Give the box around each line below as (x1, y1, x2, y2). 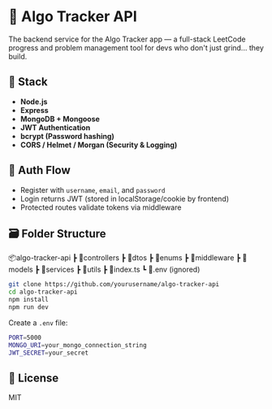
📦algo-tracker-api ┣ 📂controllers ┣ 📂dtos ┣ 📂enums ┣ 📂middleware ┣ (8, 253, 241, 263)
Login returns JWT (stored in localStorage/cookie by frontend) (19, 194, 230, 203)
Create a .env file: (8, 317, 68, 328)
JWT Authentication (19, 122, 91, 133)
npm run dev (8, 303, 49, 311)
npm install (8, 296, 49, 304)
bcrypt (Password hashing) (19, 131, 115, 141)
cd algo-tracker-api (8, 288, 79, 296)
